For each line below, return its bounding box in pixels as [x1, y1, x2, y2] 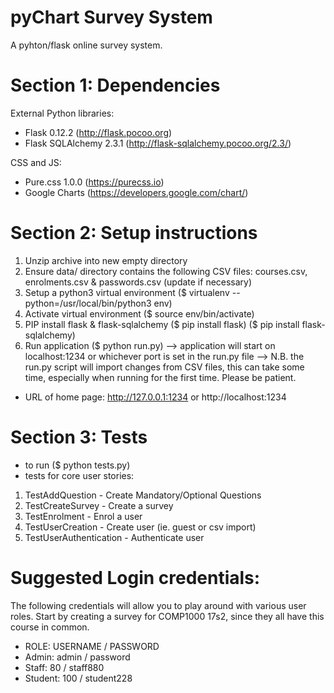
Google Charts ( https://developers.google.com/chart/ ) [24, 186, 249, 198]
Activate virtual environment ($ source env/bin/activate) [24, 307, 255, 320]
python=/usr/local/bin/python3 [24, 297, 152, 309]
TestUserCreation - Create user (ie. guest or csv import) [24, 521, 257, 533]
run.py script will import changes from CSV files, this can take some [24, 361, 305, 373]
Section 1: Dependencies [10, 74, 221, 97]
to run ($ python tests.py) [24, 459, 131, 471]
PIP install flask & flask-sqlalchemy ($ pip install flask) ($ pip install [24, 318, 300, 330]
